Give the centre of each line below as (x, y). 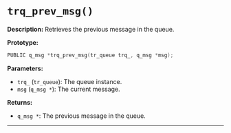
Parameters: (25, 68)
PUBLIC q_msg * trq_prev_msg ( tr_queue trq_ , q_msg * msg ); (90, 55)
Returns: (20, 102)
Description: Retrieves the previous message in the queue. (91, 29)
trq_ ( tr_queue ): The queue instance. (69, 81)
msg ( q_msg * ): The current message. (68, 89)
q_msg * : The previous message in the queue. (81, 116)
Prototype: (23, 42)
